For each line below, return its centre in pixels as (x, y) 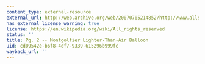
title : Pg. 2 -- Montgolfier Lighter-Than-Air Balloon (77, 40)
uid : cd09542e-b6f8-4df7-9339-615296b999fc (63, 46)
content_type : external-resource (49, 12)
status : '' (20, 35)
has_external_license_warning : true (53, 23)
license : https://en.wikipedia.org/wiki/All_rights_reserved (86, 29)
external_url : (24, 18)
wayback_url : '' (27, 52)
